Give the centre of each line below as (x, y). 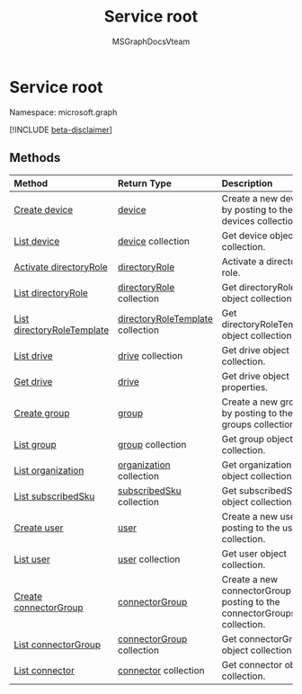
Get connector (252, 664)
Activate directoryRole (61, 267)
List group (35, 444)
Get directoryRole (259, 287)
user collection (149, 559)
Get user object (254, 553)
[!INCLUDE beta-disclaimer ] (61, 129)
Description (247, 183)
